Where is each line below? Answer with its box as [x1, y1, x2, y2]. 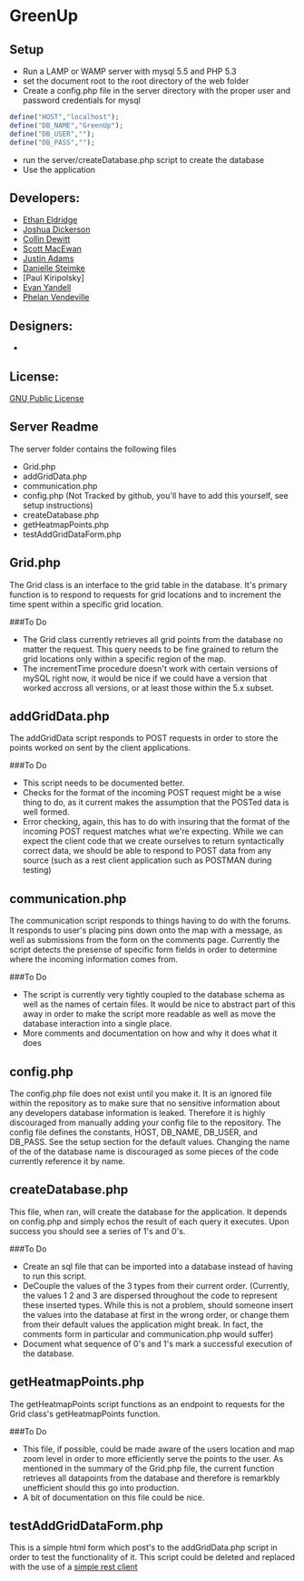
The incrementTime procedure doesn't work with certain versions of [22, 663, 279, 674]
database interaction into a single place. [22, 1019, 172, 1029]
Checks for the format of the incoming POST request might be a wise [22, 787, 281, 798]
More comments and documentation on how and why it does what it [22, 1028, 278, 1039]
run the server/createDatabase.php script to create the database [22, 154, 265, 165]
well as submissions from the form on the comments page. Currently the [9, 935, 280, 946]
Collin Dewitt [22, 234, 71, 245]
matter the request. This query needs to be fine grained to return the [22, 644, 279, 654]
